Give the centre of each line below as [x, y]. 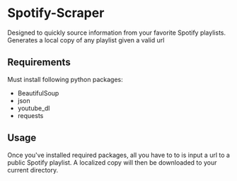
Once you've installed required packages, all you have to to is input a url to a [118, 155]
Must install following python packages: [65, 79]
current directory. [33, 170]
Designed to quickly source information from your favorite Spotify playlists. [117, 33]
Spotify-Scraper [56, 13]
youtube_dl [34, 108]
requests [30, 115]
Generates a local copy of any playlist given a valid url [86, 40]
